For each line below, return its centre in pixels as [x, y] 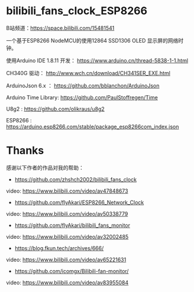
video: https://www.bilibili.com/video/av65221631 [66, 259]
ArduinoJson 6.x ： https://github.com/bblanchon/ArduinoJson [83, 85]
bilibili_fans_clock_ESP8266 [77, 11]
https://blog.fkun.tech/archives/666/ [59, 248]
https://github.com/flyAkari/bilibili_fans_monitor [72, 225]
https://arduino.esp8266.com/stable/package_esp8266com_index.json [93, 126]
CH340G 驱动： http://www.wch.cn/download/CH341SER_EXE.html [88, 73]
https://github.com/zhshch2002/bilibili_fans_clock [76, 179]
